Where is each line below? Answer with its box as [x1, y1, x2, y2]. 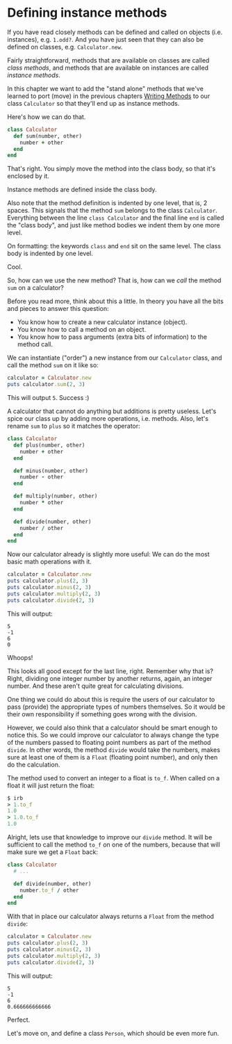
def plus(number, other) [13, 442, 85, 449]
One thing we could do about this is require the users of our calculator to [7, 695, 215, 703]
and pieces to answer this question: [7, 305, 109, 313]
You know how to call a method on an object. [17, 326, 147, 334]
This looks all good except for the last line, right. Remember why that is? [7, 666, 214, 675]
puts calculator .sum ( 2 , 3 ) [7, 381, 85, 388]
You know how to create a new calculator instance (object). [17, 318, 188, 326]
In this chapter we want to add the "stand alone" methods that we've [7, 84, 204, 93]
